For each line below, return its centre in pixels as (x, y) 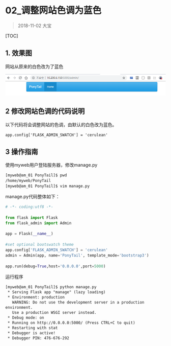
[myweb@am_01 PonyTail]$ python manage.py (51, 287)
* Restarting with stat (33, 328)
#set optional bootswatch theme (39, 245)
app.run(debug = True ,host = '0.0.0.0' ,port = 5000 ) (55, 266)
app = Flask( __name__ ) (29, 234)
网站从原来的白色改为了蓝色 (34, 66)
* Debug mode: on (26, 317)
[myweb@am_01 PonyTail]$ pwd (36, 175)
